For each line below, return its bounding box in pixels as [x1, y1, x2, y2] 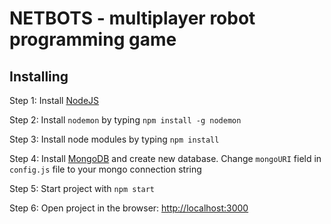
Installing [9, 68, 69, 85]
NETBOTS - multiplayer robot [9, 7, 256, 30]
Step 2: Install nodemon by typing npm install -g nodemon [9, 114, 242, 126]
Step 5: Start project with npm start [9, 183, 156, 194]
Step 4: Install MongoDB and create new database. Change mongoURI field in [9, 153, 322, 164]
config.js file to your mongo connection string [9, 163, 202, 175]
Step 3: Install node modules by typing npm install [9, 133, 220, 145]
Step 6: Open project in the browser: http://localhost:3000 [9, 202, 249, 214]
